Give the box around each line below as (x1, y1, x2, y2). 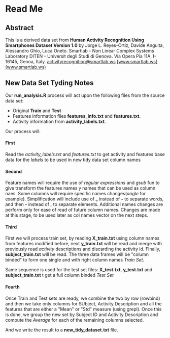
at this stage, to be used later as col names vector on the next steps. (5, 212, 149, 218)
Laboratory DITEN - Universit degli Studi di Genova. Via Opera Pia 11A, (5, 53, 152, 59)
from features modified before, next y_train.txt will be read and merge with (5, 241, 162, 247)
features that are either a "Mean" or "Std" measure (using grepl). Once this (5, 306, 162, 312)
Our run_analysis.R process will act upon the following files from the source (5, 92, 165, 98)
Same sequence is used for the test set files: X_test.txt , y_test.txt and (5, 267, 153, 273)
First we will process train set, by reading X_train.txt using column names (5, 235, 160, 241)
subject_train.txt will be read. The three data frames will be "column (5, 251, 149, 257)
